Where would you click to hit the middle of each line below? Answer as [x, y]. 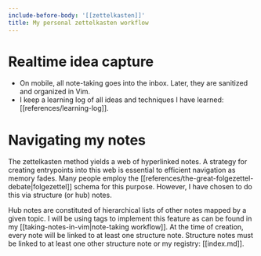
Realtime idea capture [81, 62]
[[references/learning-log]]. [64, 108]
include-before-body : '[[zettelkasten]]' [77, 15]
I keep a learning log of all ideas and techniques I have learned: [121, 100]
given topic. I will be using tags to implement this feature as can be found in [130, 219]
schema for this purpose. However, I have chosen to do [163, 187]
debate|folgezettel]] [40, 187]
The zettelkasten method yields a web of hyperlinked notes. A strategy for [128, 162]
